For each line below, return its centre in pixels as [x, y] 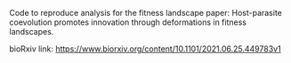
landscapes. [32, 31]
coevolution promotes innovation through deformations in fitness [128, 22]
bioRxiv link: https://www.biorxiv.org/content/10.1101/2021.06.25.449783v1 [145, 49]
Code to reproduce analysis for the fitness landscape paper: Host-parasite [146, 13]
